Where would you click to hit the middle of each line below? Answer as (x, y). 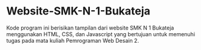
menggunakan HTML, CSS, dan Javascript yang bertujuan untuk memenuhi (101, 34)
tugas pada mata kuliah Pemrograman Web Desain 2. (73, 40)
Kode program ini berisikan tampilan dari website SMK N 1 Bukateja (90, 28)
